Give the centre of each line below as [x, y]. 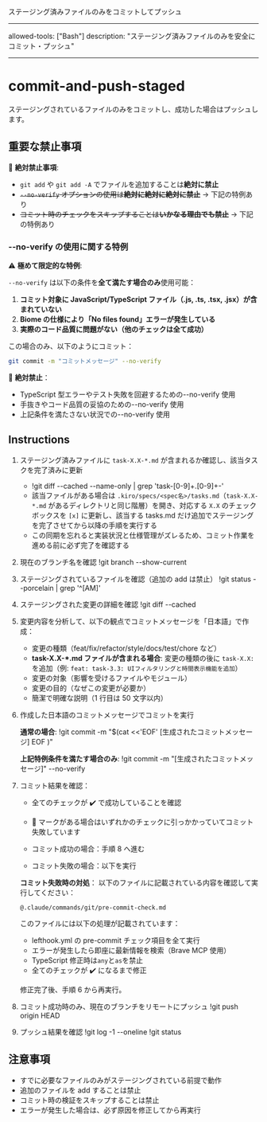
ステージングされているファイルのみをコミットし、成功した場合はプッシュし [133, 109]
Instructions [39, 440]
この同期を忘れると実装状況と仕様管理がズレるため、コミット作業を [143, 535]
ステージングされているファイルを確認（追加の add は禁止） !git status [135, 579]
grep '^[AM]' [80, 588]
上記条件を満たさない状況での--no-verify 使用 [95, 414]
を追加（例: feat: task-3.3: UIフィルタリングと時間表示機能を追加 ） [137, 668]
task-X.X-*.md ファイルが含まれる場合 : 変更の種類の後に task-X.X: [143, 658]
